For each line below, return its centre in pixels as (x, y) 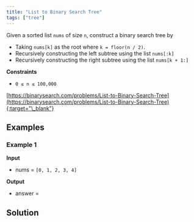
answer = (27, 193)
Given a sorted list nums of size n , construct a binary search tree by (90, 35)
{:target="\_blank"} (30, 108)
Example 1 (22, 145)
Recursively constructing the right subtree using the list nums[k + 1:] (102, 60)
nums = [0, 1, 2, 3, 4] (46, 170)
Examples (25, 127)
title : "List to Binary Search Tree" (54, 12)
